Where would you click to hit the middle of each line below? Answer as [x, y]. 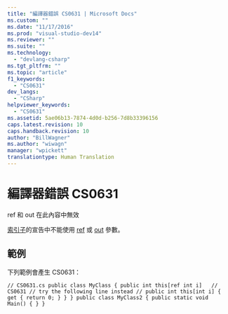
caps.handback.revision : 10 [48, 131]
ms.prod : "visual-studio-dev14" [54, 33]
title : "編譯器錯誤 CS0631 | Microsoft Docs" [72, 14]
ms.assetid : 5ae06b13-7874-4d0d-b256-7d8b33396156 [83, 118]
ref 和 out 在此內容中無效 [43, 214]
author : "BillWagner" [39, 137]
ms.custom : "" [28, 20]
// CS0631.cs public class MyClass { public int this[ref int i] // [113, 285]
